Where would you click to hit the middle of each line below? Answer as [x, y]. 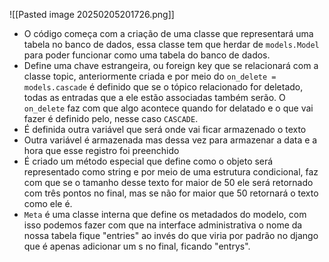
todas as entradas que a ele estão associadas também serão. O [154, 97]
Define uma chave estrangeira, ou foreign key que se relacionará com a [171, 65]
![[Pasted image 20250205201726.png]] [92, 14]
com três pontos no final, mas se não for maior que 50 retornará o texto [171, 193]
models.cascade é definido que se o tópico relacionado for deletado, [163, 87]
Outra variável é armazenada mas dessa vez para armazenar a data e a [170, 140]
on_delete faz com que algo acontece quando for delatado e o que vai [168, 108]
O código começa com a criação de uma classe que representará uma [168, 33]
